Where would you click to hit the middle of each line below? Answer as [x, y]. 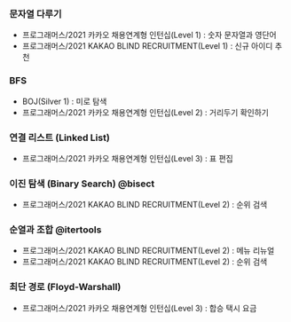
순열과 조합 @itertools [55, 230]
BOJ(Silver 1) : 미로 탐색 [64, 101]
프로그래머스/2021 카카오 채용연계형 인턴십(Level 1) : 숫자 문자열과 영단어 [149, 35]
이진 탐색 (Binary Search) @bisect [82, 184]
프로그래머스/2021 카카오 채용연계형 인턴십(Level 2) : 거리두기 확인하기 [145, 112]
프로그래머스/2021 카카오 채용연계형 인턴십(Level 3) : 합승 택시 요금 [139, 308]
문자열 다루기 [35, 13]
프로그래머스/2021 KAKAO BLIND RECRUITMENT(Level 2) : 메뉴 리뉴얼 [148, 251]
